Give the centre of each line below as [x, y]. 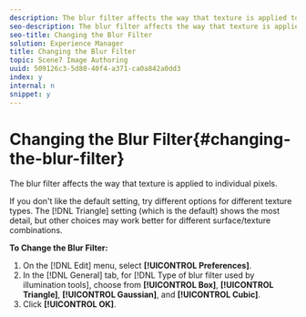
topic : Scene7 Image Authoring [69, 60]
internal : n [32, 86]
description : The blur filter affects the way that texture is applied [148, 18]
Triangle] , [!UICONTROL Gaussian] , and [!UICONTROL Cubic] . [142, 295]
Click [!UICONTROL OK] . [69, 304]
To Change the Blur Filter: [59, 248]
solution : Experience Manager [67, 43]
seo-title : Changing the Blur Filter [81, 35]
